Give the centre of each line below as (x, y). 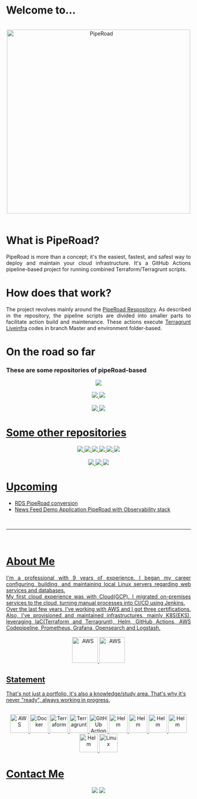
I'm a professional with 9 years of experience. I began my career (98, 578)
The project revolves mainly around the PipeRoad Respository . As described (98, 309)
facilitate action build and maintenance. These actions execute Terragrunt (98, 322)
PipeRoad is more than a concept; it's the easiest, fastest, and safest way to (98, 257)
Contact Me (35, 774)
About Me (30, 562)
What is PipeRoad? (53, 240)
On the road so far (51, 352)
